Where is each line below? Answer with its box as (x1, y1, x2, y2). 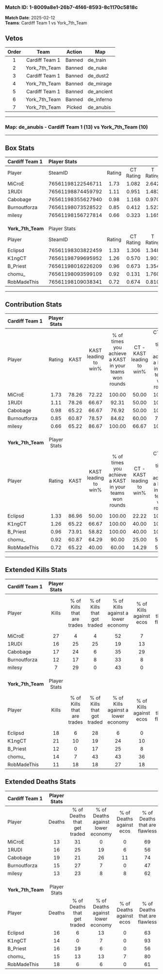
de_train (87, 57, 106, 64)
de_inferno (87, 96, 113, 103)
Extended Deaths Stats (5, 778, 76, 786)
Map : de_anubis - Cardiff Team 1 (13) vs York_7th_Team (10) (5, 124, 148, 130)
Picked (66, 104, 82, 111)
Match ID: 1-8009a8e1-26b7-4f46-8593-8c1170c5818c (5, 4, 138, 11)
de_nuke (87, 65, 108, 71)
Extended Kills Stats (5, 566, 67, 574)
